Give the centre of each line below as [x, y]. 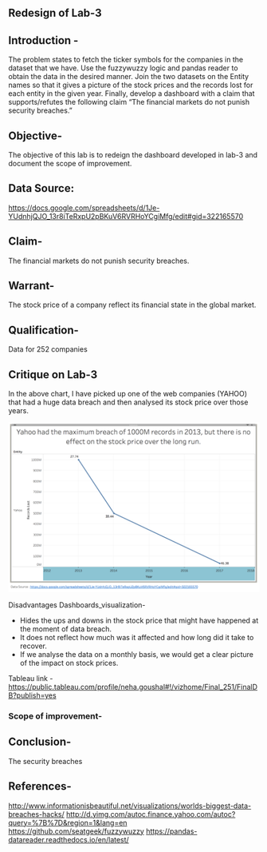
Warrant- [31, 286]
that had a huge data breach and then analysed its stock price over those [128, 402]
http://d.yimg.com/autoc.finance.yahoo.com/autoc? [151, 814]
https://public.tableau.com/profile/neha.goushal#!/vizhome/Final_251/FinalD [133, 687]
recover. [33, 646]
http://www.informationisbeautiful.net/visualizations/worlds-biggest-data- [130, 806]
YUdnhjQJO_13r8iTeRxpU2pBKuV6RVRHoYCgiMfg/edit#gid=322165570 [126, 216]
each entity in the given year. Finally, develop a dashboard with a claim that [132, 94]
